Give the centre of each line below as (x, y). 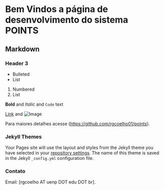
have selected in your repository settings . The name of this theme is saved (82, 153)
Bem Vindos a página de (57, 9)
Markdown (23, 49)
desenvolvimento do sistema (67, 20)
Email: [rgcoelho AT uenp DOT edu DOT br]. (50, 182)
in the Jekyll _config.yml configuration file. (49, 158)
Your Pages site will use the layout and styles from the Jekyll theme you (79, 148)
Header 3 (17, 63)
